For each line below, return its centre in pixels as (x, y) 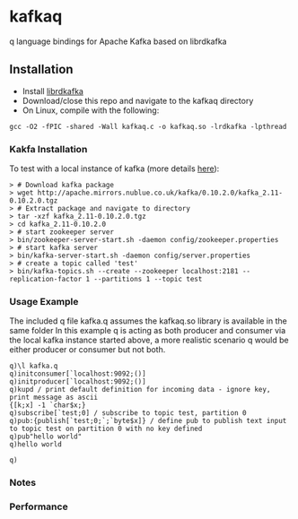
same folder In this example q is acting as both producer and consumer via (148, 331)
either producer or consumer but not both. (88, 350)
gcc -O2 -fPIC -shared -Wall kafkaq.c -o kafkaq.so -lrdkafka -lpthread (148, 126)
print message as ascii (54, 398)
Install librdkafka (53, 91)
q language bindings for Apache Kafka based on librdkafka (118, 41)
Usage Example (44, 301)
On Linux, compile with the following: (91, 110)
